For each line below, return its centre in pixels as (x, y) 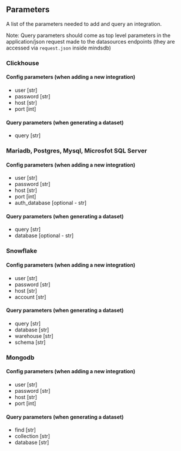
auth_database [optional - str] (51, 203)
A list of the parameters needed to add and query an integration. (84, 24)
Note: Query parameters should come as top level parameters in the (88, 35)
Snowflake (21, 251)
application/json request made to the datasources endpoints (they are (90, 41)
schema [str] (30, 342)
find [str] (25, 430)
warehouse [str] (34, 336)
